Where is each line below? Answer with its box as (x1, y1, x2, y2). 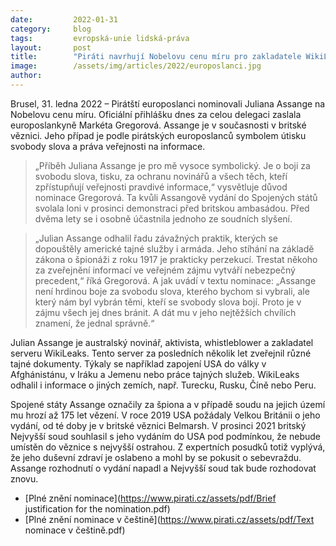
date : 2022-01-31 (10, 14, 118, 25)
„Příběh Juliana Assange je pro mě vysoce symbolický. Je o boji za (34, 159, 311, 171)
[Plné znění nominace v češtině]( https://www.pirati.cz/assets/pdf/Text (24, 513, 315, 525)
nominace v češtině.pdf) (24, 524, 126, 536)
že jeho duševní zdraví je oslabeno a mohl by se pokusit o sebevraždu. (10, 451, 302, 463)
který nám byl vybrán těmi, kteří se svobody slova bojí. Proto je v (34, 296, 302, 308)
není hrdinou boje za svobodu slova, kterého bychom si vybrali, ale (34, 285, 310, 297)
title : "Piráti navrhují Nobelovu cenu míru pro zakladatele (10, 52, 302, 62)
